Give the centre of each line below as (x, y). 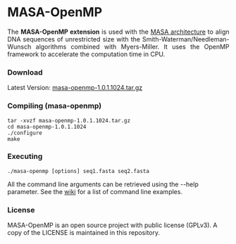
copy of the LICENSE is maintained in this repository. (84, 233)
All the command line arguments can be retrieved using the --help (103, 184)
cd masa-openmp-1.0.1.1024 (47, 127)
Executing (25, 157)
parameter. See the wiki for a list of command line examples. (95, 191)
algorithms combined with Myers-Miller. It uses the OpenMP (132, 46)
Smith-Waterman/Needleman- (186, 39)
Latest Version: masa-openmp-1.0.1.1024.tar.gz (75, 88)
